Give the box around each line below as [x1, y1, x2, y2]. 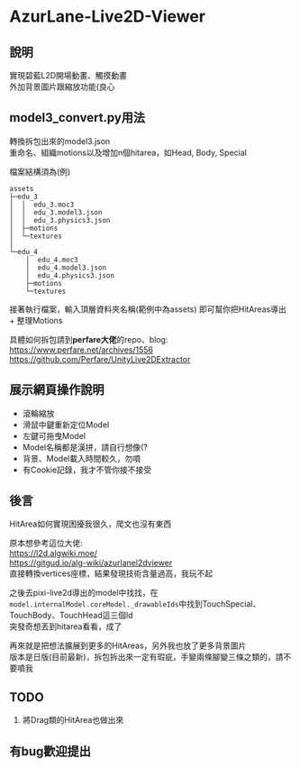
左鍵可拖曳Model [22, 430, 86, 441]
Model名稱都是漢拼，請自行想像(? [22, 442, 149, 453]
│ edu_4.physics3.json [25, 270, 115, 280]
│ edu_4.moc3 [25, 255, 78, 264]
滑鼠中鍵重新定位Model [22, 419, 110, 430]
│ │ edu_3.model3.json [9, 207, 103, 217]
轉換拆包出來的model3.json [9, 135, 111, 146]
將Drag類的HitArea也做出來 [22, 715, 124, 726]
